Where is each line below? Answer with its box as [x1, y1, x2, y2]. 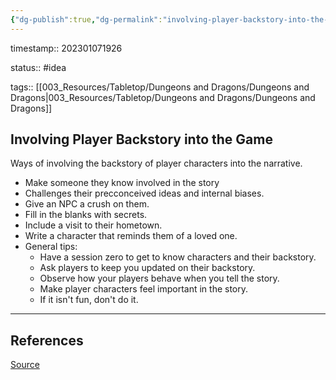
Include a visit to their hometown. [24, 219, 163, 231]
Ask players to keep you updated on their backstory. [39, 262, 256, 274]
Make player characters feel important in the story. [39, 283, 249, 295]
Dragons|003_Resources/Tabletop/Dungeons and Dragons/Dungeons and [10, 91, 316, 103]
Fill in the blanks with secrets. [24, 209, 148, 221]
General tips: [24, 241, 78, 253]
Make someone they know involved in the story [24, 177, 220, 189]
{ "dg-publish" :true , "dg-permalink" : [10, 14, 163, 25]
